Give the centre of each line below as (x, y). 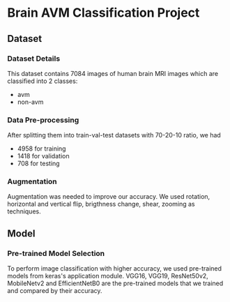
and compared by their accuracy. (55, 291)
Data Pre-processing (43, 120)
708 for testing (39, 164)
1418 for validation (43, 156)
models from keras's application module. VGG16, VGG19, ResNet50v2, (108, 276)
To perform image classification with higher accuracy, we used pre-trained (114, 269)
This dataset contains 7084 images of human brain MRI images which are (113, 73)
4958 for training (41, 149)
